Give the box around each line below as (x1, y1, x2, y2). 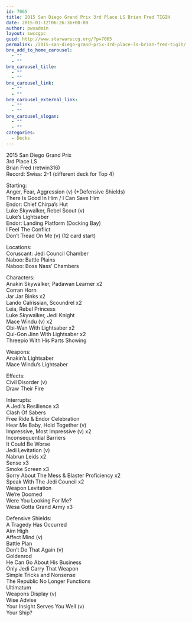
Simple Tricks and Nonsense (6, 571, 76, 578)
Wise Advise (6, 596, 37, 604)
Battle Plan (6, 540, 32, 547)
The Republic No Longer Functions (6, 578, 91, 585)
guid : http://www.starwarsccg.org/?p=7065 (6, 36, 112, 42)
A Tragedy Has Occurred (6, 521, 67, 528)
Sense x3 (6, 459, 30, 466)
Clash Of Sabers (6, 409, 46, 416)
